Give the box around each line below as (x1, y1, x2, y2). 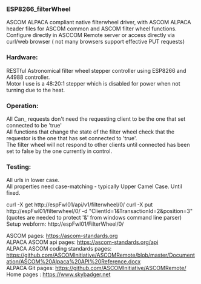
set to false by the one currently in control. (6, 147, 113, 155)
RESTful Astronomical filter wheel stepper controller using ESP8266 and (6, 67, 186, 74)
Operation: (6, 101, 39, 110)
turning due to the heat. (6, 86, 65, 93)
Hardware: (6, 53, 38, 62)
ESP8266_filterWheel (6, 5, 71, 13)
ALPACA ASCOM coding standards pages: (6, 245, 112, 252)
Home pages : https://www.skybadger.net (6, 271, 111, 278)
